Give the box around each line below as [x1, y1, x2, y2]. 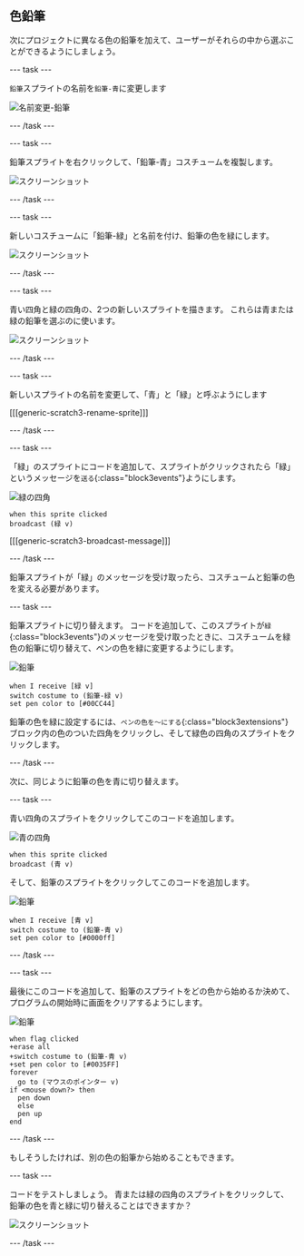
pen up [17, 1109, 43, 1118]
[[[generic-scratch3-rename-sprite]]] [9, 407, 149, 417]
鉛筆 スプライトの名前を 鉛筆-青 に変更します [9, 83, 167, 93]
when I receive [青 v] [9, 916, 93, 925]
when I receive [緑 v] [9, 682, 93, 691]
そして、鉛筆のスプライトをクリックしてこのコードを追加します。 [9, 877, 255, 888]
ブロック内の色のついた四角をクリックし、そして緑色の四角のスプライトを [9, 727, 288, 738]
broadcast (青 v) [9, 859, 74, 868]
